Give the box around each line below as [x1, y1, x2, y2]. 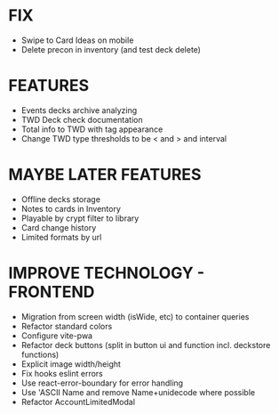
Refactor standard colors [20, 321, 113, 331]
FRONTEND [8, 282, 95, 302]
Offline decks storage [20, 193, 101, 205]
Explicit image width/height [20, 358, 122, 369]
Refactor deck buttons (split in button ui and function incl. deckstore [20, 339, 271, 350]
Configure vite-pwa [20, 330, 93, 341]
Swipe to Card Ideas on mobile [20, 35, 134, 45]
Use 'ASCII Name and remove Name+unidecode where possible [20, 386, 255, 397]
